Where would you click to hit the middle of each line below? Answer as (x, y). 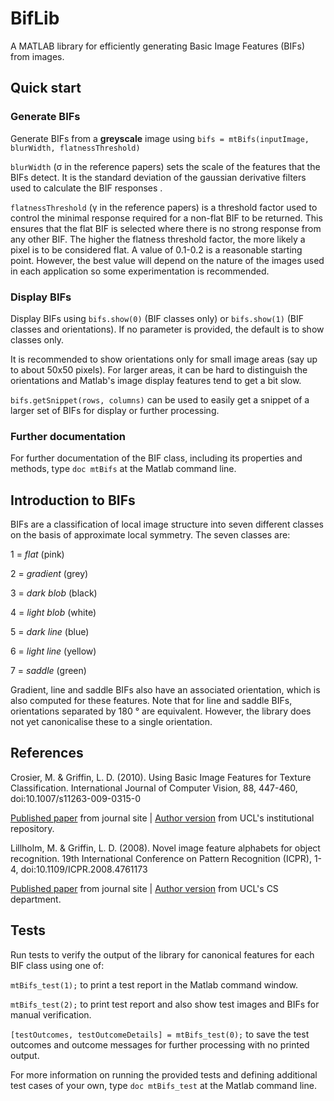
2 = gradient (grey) (49, 574)
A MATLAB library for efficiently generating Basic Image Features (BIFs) (158, 46)
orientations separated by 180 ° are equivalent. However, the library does (161, 711)
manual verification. (51, 1014)
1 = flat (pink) (37, 554)
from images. (37, 56)
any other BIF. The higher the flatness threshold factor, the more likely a (158, 239)
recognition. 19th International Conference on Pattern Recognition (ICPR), (161, 858)
